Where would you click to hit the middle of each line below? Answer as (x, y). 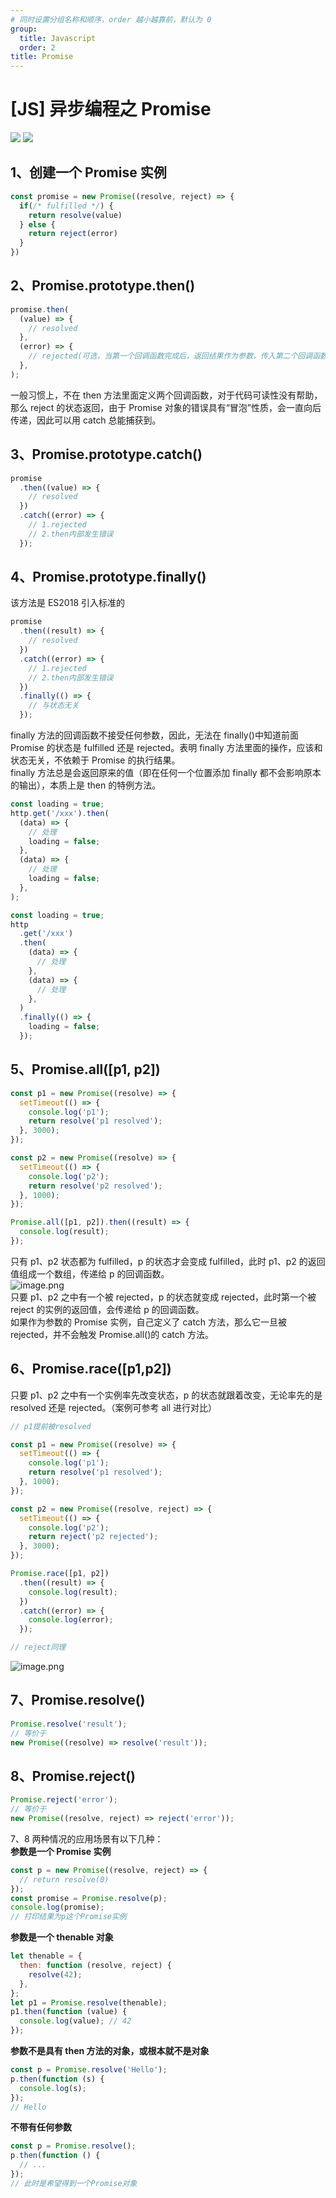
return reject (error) (73, 234)
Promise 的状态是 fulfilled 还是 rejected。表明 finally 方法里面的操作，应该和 (166, 748)
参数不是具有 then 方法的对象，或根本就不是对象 (110, 2051)
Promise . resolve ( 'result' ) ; (69, 1724)
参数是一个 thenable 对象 (62, 1937)
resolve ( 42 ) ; (55, 1974)
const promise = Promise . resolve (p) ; (89, 1898)
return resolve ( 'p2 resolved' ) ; (95, 1186)
